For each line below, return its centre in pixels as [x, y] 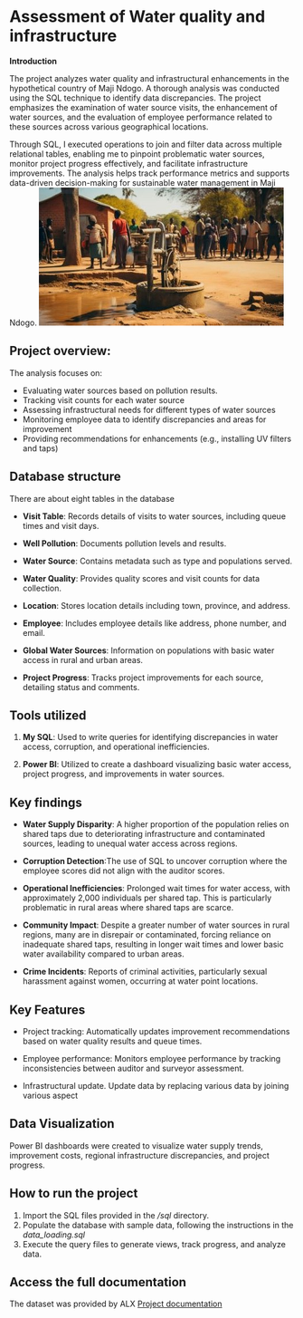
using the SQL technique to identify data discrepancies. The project [135, 98]
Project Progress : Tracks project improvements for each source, [143, 678]
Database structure [65, 477]
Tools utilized [48, 715]
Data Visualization [62, 1124]
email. [33, 632]
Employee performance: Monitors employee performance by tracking [151, 1058]
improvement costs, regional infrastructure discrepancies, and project [139, 1155]
